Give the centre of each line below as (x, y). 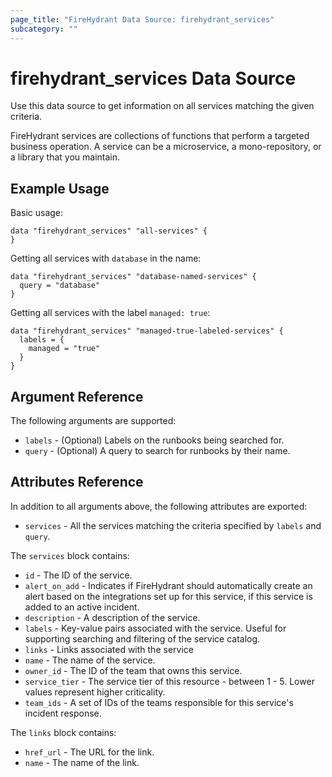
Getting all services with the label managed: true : (110, 313)
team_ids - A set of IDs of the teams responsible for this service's (159, 702)
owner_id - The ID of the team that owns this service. (133, 670)
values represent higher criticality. (95, 692)
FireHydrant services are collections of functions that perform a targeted (160, 136)
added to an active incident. (82, 607)
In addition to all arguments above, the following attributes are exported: (159, 506)
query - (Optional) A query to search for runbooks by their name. (157, 451)
